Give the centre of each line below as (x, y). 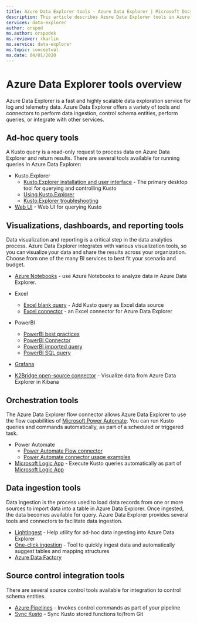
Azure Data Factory (38, 557)
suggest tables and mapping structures (62, 551)
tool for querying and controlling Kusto (70, 188)
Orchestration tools (43, 400)
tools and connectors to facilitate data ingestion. (64, 521)
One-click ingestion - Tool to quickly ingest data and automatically (95, 545)
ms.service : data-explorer (39, 45)
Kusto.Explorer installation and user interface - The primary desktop (105, 182)
